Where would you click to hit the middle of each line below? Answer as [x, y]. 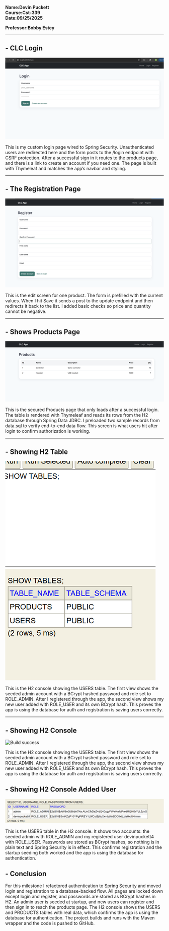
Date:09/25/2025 [24, 18]
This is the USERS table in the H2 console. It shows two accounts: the [77, 831]
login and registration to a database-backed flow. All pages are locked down [84, 891]
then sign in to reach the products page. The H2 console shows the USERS [83, 907]
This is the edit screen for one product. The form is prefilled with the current [84, 295]
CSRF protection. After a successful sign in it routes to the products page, [82, 158]
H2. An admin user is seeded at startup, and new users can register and [80, 902]
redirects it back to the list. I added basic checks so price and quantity [78, 306]
